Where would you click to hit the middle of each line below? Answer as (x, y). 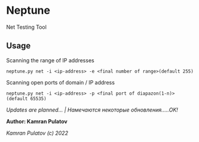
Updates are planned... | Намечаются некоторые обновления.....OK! (92, 110)
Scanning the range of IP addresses (50, 60)
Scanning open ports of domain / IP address (61, 82)
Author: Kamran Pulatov (37, 121)
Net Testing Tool (26, 27)
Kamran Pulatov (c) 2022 (37, 133)
